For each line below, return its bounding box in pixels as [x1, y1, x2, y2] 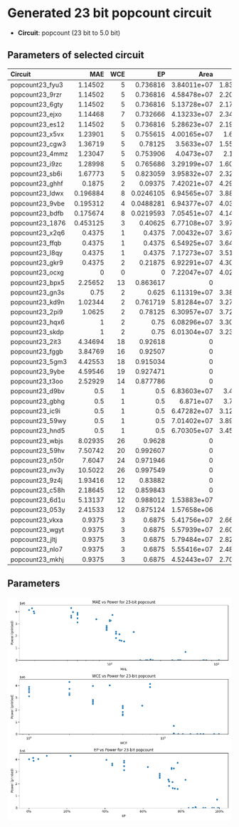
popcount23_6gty [10, 100, 63, 108]
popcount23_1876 [10, 219, 66, 227]
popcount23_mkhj [10, 555, 64, 563]
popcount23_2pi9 [10, 308, 63, 316]
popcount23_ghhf [10, 179, 63, 188]
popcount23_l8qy [10, 248, 63, 257]
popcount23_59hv [10, 446, 65, 454]
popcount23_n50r [10, 457, 64, 464]
